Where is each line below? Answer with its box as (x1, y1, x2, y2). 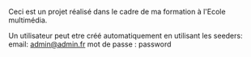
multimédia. (8, 15, 48, 25)
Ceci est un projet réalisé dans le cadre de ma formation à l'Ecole (8, 7, 226, 16)
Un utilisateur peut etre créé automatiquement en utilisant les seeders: (8, 31, 243, 40)
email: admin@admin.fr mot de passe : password (8, 39, 172, 49)
